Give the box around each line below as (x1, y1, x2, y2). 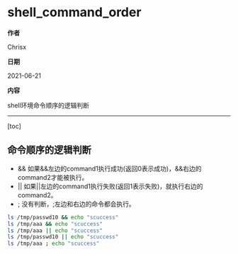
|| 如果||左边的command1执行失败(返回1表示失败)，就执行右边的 (17, 182, 203, 190)
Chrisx (7, 42, 27, 51)
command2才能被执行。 (17, 173, 89, 181)
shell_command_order (7, 4, 142, 21)
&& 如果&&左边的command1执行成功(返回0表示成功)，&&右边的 (17, 164, 202, 173)
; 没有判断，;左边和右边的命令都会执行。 (17, 200, 136, 208)
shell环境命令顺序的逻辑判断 (7, 100, 90, 110)
